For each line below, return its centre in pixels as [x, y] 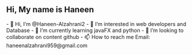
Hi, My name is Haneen [50, 10]
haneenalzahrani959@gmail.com [47, 45]
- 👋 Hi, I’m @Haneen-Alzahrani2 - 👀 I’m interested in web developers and [96, 24]
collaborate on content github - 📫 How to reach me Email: [78, 37]
